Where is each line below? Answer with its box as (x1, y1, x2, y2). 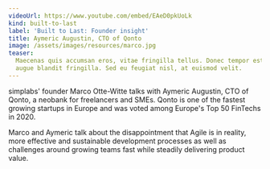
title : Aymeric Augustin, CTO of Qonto (8, 34, 142, 43)
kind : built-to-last (8, 19, 78, 27)
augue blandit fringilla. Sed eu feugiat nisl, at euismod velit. (15, 64, 243, 72)
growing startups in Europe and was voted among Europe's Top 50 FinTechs (8, 103, 261, 113)
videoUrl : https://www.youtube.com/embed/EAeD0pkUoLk (8, 11, 193, 20)
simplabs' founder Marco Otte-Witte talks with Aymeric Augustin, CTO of (8, 86, 249, 96)
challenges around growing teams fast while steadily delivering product (8, 144, 245, 154)
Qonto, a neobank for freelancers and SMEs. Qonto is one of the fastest (8, 94, 246, 105)
